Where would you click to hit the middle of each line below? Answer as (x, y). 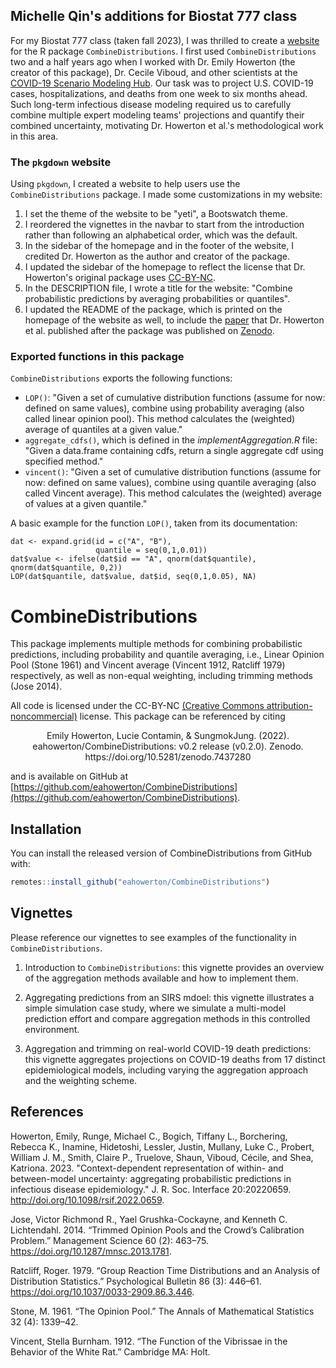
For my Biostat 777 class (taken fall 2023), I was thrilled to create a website (165, 40)
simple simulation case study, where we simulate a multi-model (155, 1008)
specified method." (64, 461)
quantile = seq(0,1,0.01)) (151, 550)
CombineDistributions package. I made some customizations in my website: (166, 195)
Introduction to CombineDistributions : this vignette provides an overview (174, 967)
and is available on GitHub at (69, 776)
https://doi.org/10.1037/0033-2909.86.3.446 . (102, 1291)
